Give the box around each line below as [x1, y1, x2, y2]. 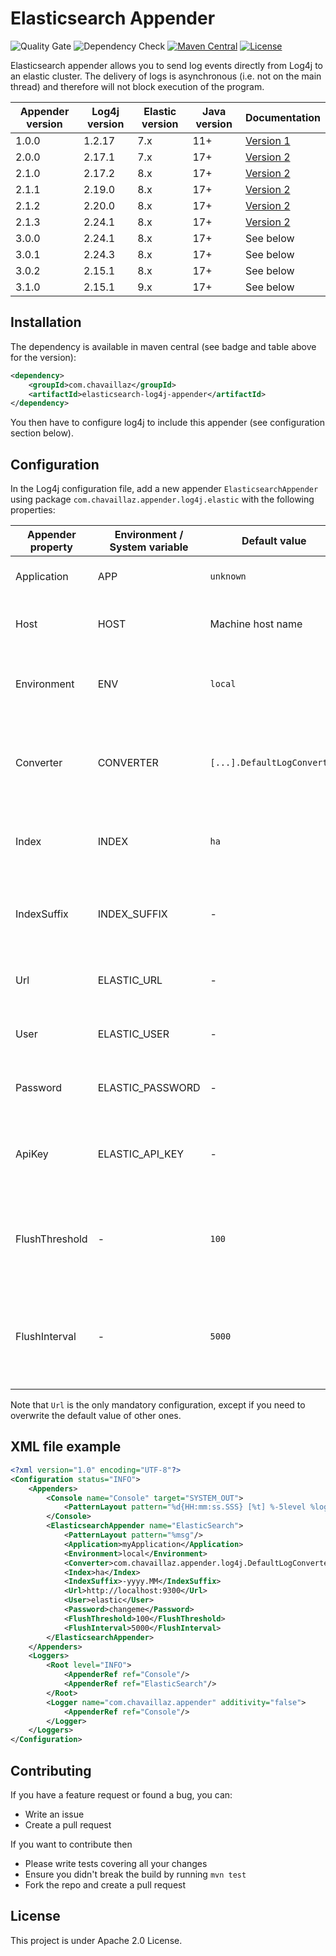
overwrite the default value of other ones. [10, 1410, 182, 1422]
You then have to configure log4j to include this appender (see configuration [10, 417, 326, 429]
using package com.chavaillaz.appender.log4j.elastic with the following [10, 493, 315, 506]
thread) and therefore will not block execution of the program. [10, 80, 265, 92]
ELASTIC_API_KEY [97, 1147, 185, 1161]
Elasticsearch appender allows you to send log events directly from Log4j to [10, 59, 324, 71]
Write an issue [24, 1808, 85, 1820]
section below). [10, 427, 74, 439]
